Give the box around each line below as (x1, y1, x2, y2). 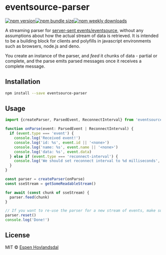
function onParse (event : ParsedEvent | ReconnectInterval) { (5, 127, 134, 131)
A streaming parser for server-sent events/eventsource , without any (5, 27, 144, 33)
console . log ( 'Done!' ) (5, 217, 50, 222)
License (5, 231, 30, 240)
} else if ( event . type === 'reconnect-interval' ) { (9, 154, 119, 159)
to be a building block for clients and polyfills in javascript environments (5, 38, 152, 43)
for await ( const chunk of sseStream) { (5, 190, 90, 195)
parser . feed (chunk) (9, 195, 50, 200)
